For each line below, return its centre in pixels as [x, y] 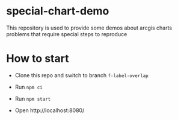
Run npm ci [29, 87]
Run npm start [33, 98]
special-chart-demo [58, 11]
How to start [38, 59]
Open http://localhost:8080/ [50, 110]
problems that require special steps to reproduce [67, 34]
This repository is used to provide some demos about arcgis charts [89, 28]
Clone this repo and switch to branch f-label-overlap [81, 75]
